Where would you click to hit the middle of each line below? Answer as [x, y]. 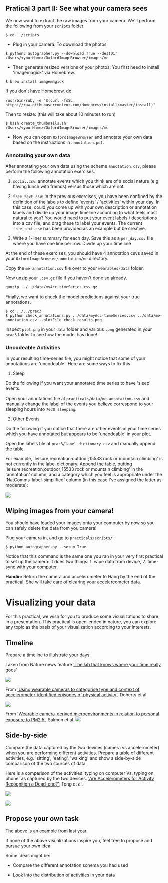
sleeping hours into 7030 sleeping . [41, 409]
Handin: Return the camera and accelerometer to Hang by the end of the [80, 577]
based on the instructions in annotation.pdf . [58, 142]
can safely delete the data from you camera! [51, 528]
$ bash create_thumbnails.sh [36, 123]
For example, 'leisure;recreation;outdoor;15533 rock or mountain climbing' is [84, 459]
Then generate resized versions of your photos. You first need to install [86, 67]
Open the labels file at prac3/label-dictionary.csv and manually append [80, 444]
